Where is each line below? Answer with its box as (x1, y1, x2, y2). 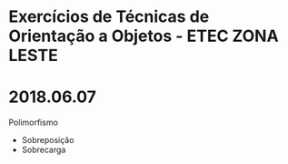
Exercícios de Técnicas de (8, 6, 210, 27)
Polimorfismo (8, 117, 58, 128)
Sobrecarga (21, 144, 66, 156)
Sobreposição (21, 135, 74, 146)
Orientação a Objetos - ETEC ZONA (8, 26, 279, 46)
